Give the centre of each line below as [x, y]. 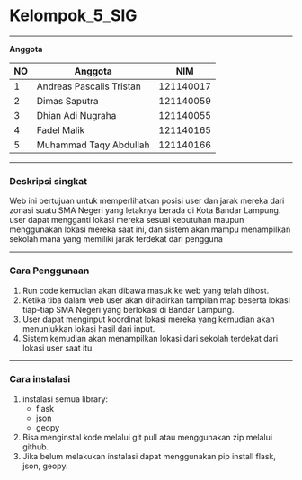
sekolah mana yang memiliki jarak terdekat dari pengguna [116, 239]
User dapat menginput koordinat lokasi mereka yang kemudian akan [149, 319]
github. [36, 447]
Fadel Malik [61, 129]
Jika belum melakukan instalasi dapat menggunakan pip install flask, [149, 456]
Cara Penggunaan [49, 271]
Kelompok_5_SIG [73, 16]
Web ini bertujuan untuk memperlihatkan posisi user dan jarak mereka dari [147, 201]
